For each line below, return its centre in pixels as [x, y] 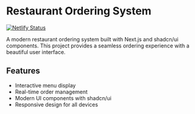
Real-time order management [51, 92]
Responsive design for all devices [56, 104]
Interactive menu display [45, 85]
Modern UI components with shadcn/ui [63, 98]
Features [23, 71]
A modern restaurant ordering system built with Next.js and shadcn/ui [92, 39]
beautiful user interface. [36, 52]
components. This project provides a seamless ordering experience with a [98, 46]
